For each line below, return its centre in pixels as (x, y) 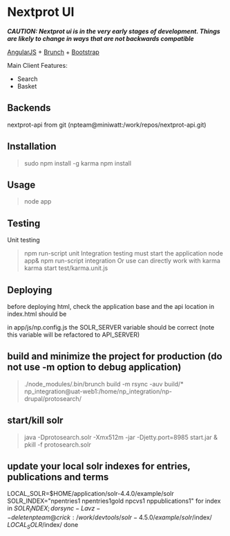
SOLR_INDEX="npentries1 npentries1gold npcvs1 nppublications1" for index (114, 501)
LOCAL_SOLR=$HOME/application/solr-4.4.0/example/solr (90, 494)
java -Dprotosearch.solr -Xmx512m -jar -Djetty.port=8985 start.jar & (121, 437)
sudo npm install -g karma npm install (78, 163)
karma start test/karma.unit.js (66, 268)
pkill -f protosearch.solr (57, 445)
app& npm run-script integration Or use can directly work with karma (122, 261)
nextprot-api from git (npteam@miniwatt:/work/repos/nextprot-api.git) (107, 125)
